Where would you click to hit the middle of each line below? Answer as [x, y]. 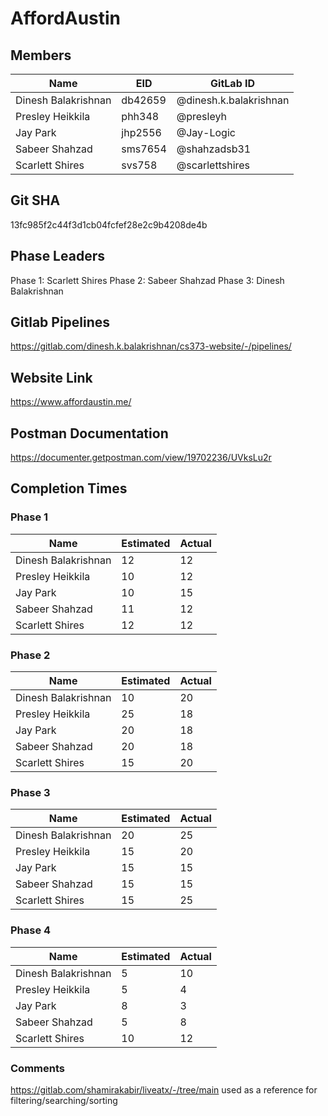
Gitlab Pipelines [60, 322]
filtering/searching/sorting [64, 1100]
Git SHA [35, 200]
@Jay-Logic [206, 132]
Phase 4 [31, 930]
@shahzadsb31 [214, 149]
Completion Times [69, 488]
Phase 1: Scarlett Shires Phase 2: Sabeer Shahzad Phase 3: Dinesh [147, 280]
